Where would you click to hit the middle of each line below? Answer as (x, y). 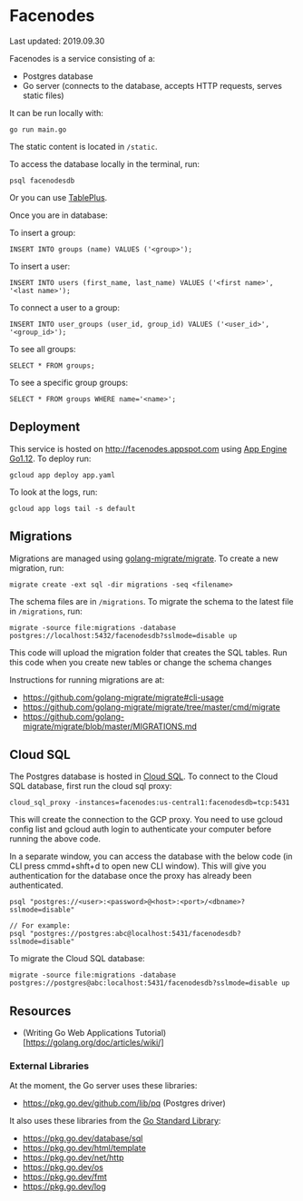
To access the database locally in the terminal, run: (105, 163)
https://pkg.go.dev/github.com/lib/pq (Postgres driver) (124, 1103)
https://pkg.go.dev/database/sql (83, 1138)
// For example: (40, 926)
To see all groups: (43, 349)
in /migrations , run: (46, 611)
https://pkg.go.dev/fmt (64, 1177)
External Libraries (49, 1066)
